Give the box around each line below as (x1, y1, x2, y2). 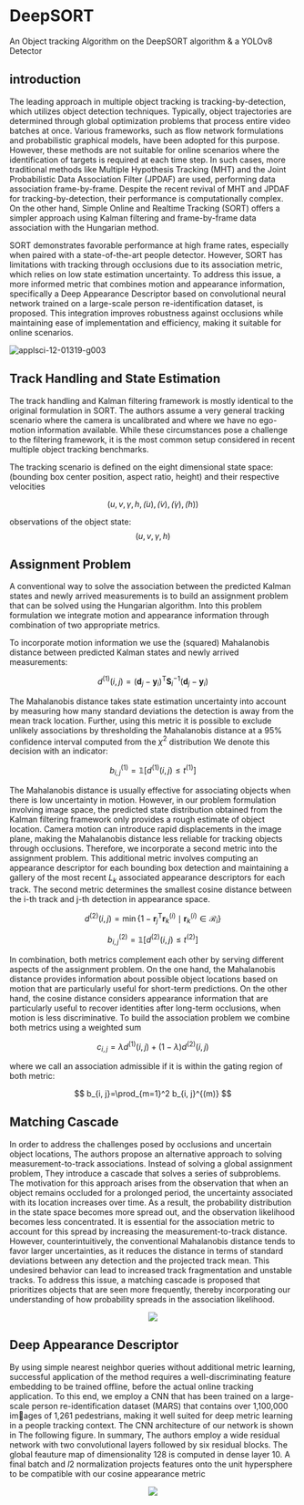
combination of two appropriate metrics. (9, 619, 161, 630)
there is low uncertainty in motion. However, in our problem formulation (9, 794, 277, 805)
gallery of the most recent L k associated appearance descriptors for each (9, 872, 285, 885)
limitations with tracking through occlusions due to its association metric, (9, 259, 283, 270)
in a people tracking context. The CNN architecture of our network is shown (9, 1419, 294, 1430)
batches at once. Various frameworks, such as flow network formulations (9, 125, 284, 136)
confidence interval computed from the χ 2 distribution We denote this (9, 734, 270, 747)
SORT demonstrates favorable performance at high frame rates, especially (9, 239, 289, 251)
